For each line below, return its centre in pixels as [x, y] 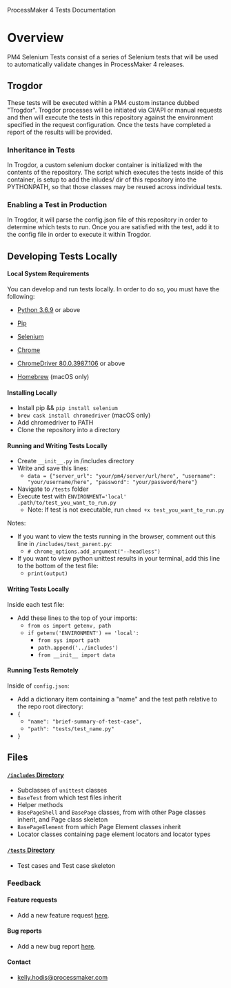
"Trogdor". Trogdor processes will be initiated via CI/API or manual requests [115, 110]
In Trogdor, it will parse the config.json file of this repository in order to [108, 220]
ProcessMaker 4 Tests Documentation [61, 10]
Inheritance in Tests [41, 150]
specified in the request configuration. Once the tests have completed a [109, 124]
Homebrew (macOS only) [53, 376]
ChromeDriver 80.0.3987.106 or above [71, 363]
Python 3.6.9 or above [49, 309]
